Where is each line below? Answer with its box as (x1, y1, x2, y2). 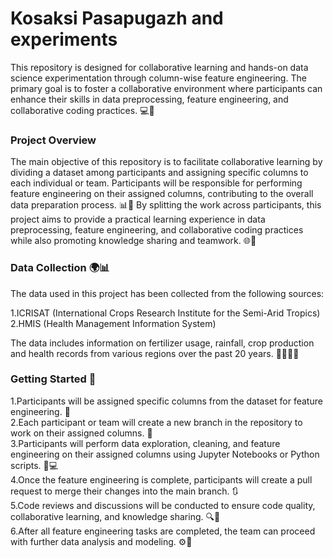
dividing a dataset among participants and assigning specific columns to (10, 167, 309, 179)
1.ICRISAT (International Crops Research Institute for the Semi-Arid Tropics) (10, 307, 321, 319)
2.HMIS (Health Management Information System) (10, 317, 217, 329)
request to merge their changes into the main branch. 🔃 (10, 485, 239, 497)
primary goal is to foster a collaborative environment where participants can (10, 82, 323, 94)
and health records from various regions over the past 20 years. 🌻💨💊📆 (10, 347, 300, 359)
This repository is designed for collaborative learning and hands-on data (10, 61, 309, 73)
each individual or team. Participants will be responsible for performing (10, 177, 303, 189)
